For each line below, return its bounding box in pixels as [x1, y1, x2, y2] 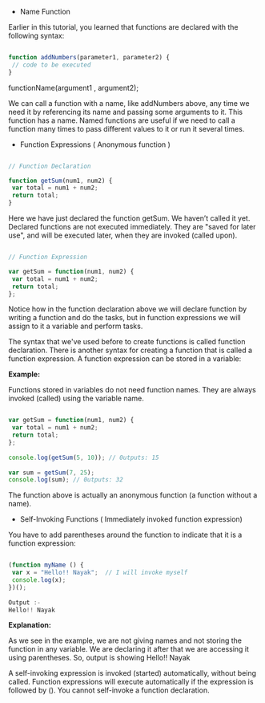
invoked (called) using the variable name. [8, 393, 144, 404]
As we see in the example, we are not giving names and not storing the [8, 636, 243, 645]
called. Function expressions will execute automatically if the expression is [8, 677, 254, 687]
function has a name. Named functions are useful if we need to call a [8, 116, 236, 125]
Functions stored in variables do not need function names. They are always [8, 385, 256, 395]
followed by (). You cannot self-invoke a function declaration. [8, 685, 210, 695]
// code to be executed [11, 60, 91, 69]
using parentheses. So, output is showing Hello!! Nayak [8, 653, 191, 663]
